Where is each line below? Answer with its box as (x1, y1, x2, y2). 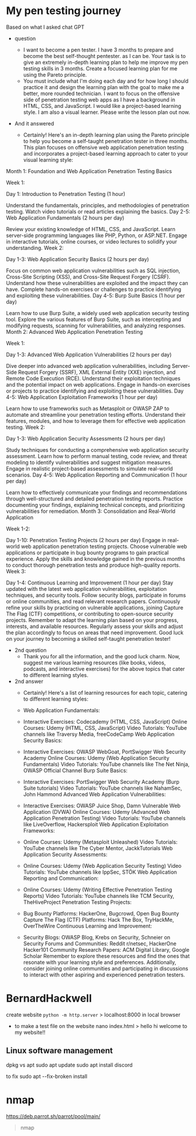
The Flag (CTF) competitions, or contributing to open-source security (6, 610, 174, 617)
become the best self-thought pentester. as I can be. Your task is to (23, 52, 186, 59)
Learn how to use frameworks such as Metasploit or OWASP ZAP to (6, 405, 170, 412)
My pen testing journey (6, 4, 122, 18)
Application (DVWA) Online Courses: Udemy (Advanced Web (23, 808, 170, 815)
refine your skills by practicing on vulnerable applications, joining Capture (6, 604, 184, 611)
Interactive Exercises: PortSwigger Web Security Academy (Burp (23, 778, 180, 785)
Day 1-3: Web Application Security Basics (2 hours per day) (6, 255, 149, 262)
